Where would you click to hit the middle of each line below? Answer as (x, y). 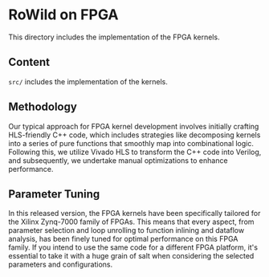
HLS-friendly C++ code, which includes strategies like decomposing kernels (134, 135)
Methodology (43, 107)
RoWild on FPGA (63, 15)
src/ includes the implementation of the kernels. (88, 81)
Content (29, 62)
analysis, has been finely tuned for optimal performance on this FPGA (123, 239)
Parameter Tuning (54, 194)
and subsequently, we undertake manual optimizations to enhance (118, 160)
